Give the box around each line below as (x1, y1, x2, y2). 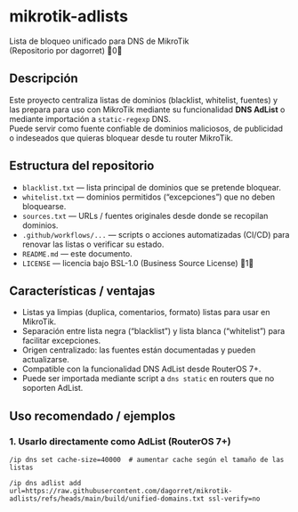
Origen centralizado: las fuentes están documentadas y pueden (21, 345, 256, 355)
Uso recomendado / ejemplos (9, 408, 176, 424)
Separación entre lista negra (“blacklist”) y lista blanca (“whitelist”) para (21, 326, 286, 337)
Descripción (9, 71, 78, 86)
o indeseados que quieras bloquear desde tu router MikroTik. (9, 132, 234, 143)
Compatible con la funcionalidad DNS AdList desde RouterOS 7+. (21, 363, 262, 375)
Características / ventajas (9, 283, 156, 298)
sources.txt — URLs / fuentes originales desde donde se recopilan (21, 210, 269, 221)
